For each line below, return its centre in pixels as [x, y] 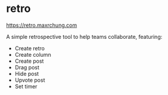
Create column [33, 54]
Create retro [29, 48]
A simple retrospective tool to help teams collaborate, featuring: [84, 36]
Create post [29, 61]
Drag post [27, 67]
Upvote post [30, 80]
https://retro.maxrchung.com [42, 25]
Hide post [27, 73]
